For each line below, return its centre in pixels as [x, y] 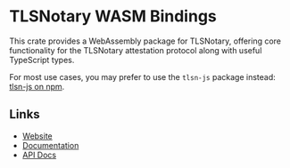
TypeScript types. [42, 60]
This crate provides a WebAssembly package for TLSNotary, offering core [145, 41]
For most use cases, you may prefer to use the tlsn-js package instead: [143, 76]
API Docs [39, 155]
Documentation [50, 145]
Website [37, 136]
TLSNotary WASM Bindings [113, 16]
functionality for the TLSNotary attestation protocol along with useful [136, 50]
